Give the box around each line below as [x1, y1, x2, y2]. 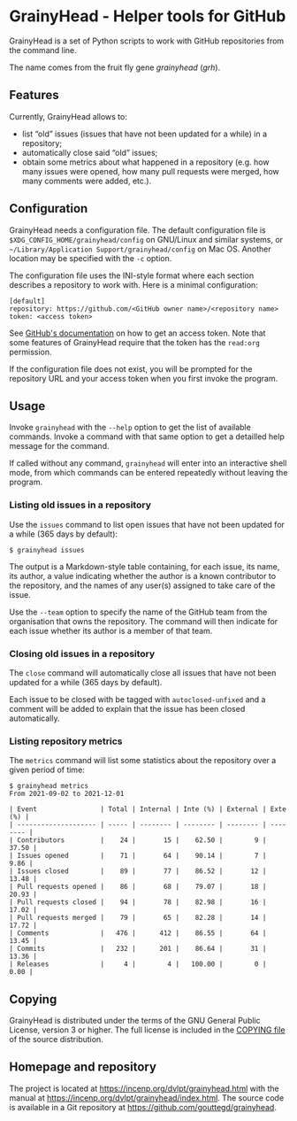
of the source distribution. [9, 1034, 103, 1045]
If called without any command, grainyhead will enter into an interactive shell [9, 458, 287, 468]
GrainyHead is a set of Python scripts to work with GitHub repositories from [9, 35, 285, 46]
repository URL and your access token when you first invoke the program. [9, 373, 278, 383]
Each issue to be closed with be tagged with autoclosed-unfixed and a [9, 693, 266, 705]
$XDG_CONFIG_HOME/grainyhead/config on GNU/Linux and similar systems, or [9, 234, 284, 244]
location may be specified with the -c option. [9, 252, 172, 263]
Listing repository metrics [9, 735, 123, 747]
